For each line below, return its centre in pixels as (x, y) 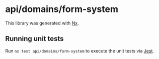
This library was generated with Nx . (42, 23)
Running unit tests (34, 39)
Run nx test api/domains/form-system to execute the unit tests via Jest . (80, 50)
